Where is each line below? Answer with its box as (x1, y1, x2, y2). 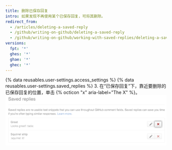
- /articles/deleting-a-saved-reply (10, 25, 88, 30)
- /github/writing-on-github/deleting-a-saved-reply (10, 30, 125, 35)
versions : (5, 41, 27, 46)
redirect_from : (5, 19, 38, 24)
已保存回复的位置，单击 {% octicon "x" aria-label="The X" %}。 (5, 90, 140, 96)
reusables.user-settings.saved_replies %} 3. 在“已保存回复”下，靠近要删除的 (5, 83, 166, 89)
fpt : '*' (10, 46, 29, 51)
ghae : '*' (10, 57, 31, 62)
